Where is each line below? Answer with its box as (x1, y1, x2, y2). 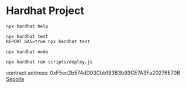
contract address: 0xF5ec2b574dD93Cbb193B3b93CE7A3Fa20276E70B (6, 69, 180, 76)
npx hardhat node (6, 48, 49, 55)
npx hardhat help (6, 23, 49, 29)
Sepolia (6, 75, 25, 82)
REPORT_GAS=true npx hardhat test (6, 38, 91, 44)
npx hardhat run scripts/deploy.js (6, 59, 93, 65)
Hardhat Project (6, 4, 85, 17)
